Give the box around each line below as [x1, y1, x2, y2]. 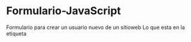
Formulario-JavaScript [6, 4, 122, 18]
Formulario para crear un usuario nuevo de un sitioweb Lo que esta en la [6, 24, 186, 31]
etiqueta [6, 30, 27, 37]
